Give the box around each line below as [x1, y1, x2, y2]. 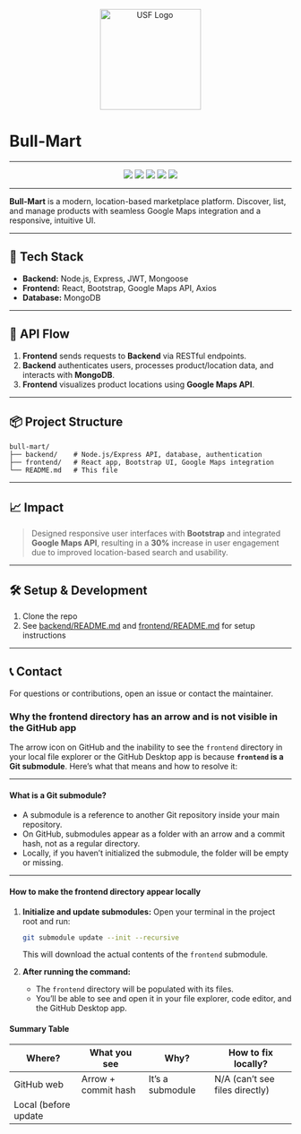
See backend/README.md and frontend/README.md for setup [21, 621, 255, 631]
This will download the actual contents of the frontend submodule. [21, 949, 269, 960]
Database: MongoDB [21, 292, 101, 303]
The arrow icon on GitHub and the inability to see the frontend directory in [9, 742, 283, 752]
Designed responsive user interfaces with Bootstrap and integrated [30, 528, 281, 539]
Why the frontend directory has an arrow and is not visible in [9, 710, 278, 723]
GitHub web [13, 1078, 64, 1090]
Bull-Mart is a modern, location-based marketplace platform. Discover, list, [9, 195, 287, 206]
